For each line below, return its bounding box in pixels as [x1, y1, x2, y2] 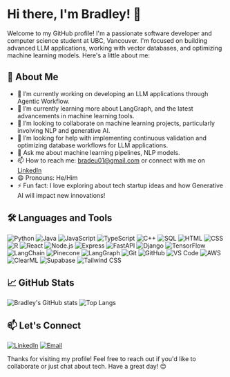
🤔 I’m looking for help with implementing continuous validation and [17, 134, 207, 142]
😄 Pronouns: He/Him [17, 173, 78, 182]
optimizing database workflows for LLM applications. [17, 141, 169, 149]
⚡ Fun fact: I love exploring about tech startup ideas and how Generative [17, 181, 223, 190]
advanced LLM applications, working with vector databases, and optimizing [7, 44, 222, 52]
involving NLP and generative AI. [17, 126, 111, 134]
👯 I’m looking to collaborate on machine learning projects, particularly [17, 119, 215, 127]
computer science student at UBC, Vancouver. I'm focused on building [7, 36, 208, 44]
